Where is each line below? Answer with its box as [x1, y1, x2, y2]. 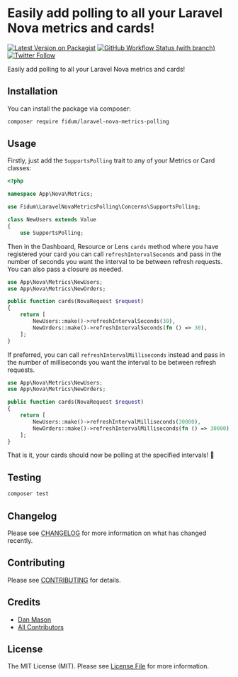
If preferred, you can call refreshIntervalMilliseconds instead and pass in [7, 350, 225, 359]
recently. [7, 536, 33, 544]
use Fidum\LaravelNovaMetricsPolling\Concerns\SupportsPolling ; [7, 204, 201, 211]
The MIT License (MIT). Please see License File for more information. [7, 662, 209, 671]
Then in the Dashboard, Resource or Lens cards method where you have [7, 242, 219, 251]
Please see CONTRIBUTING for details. [7, 576, 122, 584]
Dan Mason [17, 615, 52, 624]
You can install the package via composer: [7, 104, 131, 113]
